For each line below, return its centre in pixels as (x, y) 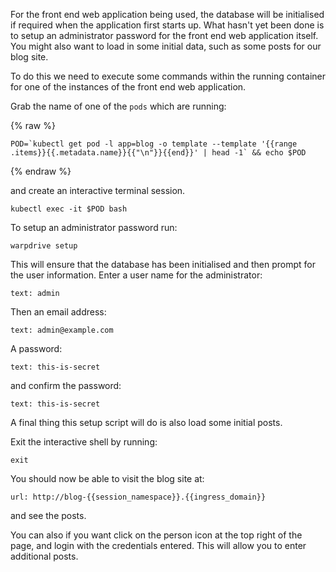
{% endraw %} (41, 171)
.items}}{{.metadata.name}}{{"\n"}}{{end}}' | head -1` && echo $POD (158, 153)
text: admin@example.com (62, 330)
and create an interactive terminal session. (98, 190)
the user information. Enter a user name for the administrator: (136, 275)
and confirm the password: (66, 385)
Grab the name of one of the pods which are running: (118, 106)
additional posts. (44, 556)
